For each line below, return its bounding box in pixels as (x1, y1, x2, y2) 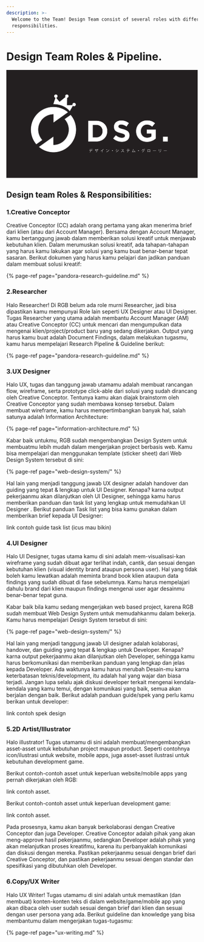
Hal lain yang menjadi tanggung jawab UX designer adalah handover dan (6, 479, 189, 487)
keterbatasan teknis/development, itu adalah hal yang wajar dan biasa (6, 672, 181, 679)
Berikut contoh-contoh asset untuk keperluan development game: (6, 800, 171, 807)
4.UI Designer (6, 539, 48, 547)
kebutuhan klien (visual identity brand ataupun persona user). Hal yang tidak (6, 566, 198, 573)
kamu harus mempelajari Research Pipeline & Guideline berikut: (6, 340, 165, 347)
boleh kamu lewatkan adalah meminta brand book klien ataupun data (6, 572, 179, 580)
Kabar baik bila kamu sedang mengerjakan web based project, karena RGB (6, 603, 194, 611)
